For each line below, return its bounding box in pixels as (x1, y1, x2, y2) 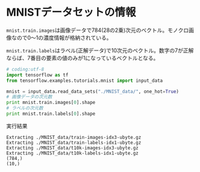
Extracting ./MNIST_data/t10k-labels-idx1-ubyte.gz (6, 150, 139, 156)
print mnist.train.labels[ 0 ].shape (6, 111, 96, 117)
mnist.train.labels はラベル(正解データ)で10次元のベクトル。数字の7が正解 (6, 46, 194, 54)
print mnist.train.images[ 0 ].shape (6, 100, 96, 106)
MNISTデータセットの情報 (6, 5, 137, 19)
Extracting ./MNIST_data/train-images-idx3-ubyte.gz (6, 134, 142, 140)
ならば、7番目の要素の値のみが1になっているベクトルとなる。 (6, 54, 159, 61)
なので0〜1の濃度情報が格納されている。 (11, 34, 113, 41)
